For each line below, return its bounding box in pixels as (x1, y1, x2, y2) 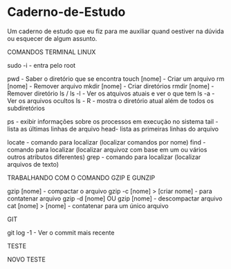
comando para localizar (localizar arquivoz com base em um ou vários (7, 145, 207, 154)
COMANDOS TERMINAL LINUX (7, 48, 96, 56)
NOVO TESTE (7, 255, 46, 263)
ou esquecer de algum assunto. (7, 34, 98, 42)
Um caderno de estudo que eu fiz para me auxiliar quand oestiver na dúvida (7, 27, 225, 35)
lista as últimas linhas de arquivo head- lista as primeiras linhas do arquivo (7, 124, 219, 133)
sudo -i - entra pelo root (7, 61, 76, 69)
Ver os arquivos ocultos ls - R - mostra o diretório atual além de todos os (7, 96, 214, 104)
